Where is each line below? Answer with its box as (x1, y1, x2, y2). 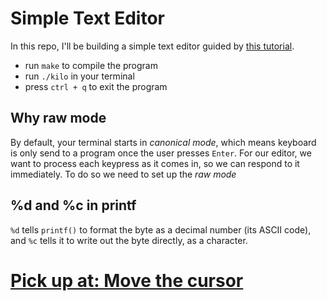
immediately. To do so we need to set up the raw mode (10, 168, 237, 180)
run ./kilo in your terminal (24, 70, 135, 82)
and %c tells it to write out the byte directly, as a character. (10, 234, 248, 246)
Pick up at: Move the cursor (10, 269, 244, 292)
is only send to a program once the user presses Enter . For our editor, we (10, 147, 312, 159)
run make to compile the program (24, 59, 158, 71)
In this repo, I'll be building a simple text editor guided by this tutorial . (10, 40, 295, 52)
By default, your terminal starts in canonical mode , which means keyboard (10, 136, 317, 148)
